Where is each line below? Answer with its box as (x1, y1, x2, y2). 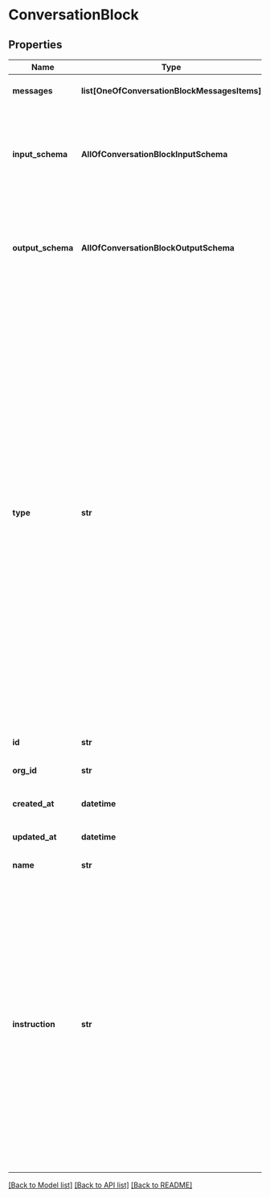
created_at (12, 798, 55, 809)
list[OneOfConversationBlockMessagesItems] (80, 85, 262, 96)
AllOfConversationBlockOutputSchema (80, 242, 235, 253)
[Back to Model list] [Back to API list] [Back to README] (8, 1180, 193, 1190)
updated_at (12, 831, 57, 843)
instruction (12, 1019, 55, 1029)
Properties (8, 38, 63, 52)
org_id (12, 765, 38, 776)
